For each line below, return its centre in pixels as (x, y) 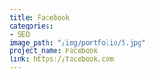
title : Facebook (39, 17)
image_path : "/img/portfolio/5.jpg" (77, 43)
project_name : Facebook (54, 51)
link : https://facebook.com (62, 59)
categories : (31, 26)
